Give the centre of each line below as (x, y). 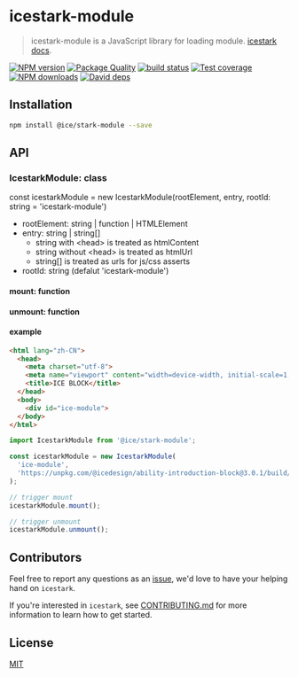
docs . (41, 50)
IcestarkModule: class (59, 177)
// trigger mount (41, 497)
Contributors (46, 557)
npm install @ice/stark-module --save (81, 125)
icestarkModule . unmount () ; (59, 530)
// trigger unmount (45, 521)
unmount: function (44, 311)
